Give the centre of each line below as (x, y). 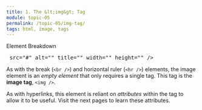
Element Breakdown (31, 46)
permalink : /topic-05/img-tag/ (46, 23)
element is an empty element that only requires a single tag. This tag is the (99, 76)
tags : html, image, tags (38, 29)
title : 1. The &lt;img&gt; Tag (46, 12)
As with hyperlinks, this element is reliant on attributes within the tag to (95, 94)
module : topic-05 (28, 18)
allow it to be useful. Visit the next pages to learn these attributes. (88, 100)
